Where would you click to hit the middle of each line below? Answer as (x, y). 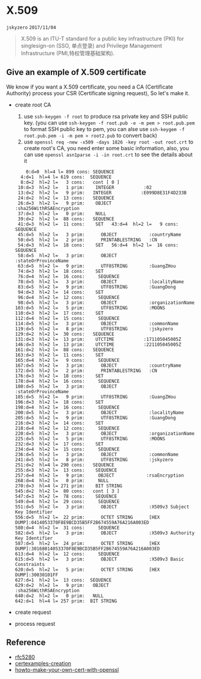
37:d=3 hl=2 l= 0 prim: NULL (62, 214)
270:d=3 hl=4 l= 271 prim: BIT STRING (68, 486)
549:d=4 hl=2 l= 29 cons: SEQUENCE (67, 501)
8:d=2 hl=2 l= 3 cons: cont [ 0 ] (70, 182)
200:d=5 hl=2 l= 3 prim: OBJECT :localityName (99, 412)
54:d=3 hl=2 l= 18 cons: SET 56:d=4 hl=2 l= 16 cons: (98, 245)
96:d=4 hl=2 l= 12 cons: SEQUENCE (69, 297)
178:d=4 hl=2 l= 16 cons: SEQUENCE (67, 381)
